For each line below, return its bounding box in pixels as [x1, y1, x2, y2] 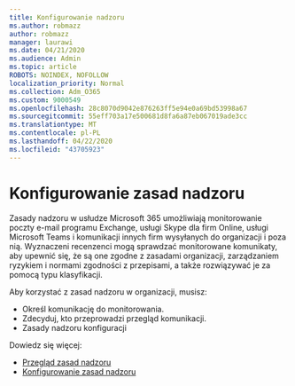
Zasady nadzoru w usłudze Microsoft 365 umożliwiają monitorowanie [9, 212, 263, 223]
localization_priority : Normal [9, 79, 125, 88]
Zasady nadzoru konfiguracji [21, 322, 127, 333]
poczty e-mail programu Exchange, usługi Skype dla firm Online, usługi [9, 222, 268, 232]
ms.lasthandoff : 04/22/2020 [9, 137, 113, 146]
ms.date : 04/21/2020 [9, 46, 86, 55]
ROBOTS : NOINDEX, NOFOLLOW [9, 71, 109, 80]
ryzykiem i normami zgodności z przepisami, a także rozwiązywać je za [9, 259, 271, 271]
